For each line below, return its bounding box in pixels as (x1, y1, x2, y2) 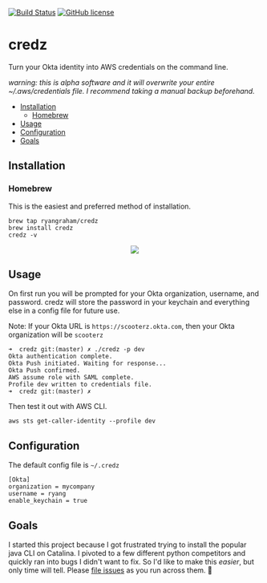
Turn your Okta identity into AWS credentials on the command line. (8, 62, 229, 71)
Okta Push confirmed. (8, 366, 81, 374)
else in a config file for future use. (8, 306, 120, 316)
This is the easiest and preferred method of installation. (8, 201, 191, 211)
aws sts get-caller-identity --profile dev (8, 417, 156, 425)
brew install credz (8, 224, 74, 232)
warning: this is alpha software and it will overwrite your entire (8, 77, 215, 87)
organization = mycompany (8, 483, 95, 491)
